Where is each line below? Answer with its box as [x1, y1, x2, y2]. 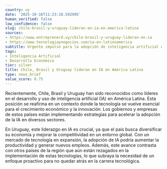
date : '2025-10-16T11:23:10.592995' [5, 12, 81, 17]
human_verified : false [5, 16, 52, 21]
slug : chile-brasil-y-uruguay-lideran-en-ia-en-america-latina [5, 26, 139, 31]
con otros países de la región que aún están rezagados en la [5, 147, 129, 153]
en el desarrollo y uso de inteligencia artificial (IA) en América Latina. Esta [5, 95, 157, 101]
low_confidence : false [5, 21, 52, 26]
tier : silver [5, 63, 32, 68]
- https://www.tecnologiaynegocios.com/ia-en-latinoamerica [5, 40, 133, 45]
